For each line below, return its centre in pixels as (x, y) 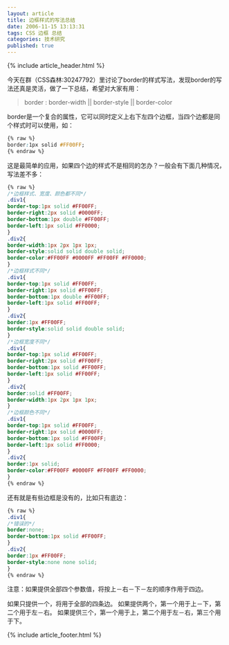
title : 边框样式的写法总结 (42, 20)
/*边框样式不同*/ (29, 271)
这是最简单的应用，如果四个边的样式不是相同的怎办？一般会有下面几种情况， (116, 165)
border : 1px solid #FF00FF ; (46, 145)
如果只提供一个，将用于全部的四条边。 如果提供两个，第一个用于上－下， (111, 604)
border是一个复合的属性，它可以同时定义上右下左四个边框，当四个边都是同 (114, 116)
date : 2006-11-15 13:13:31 (46, 26)
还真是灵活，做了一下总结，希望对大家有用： (76, 88)
